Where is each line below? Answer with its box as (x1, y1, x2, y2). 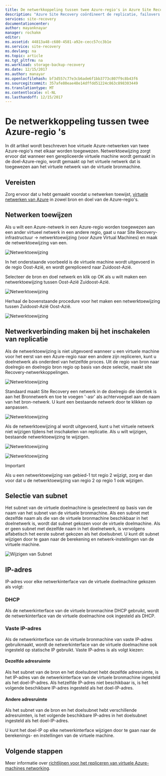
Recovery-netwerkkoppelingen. (5, 369, 70, 375)
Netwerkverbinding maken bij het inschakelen (5, 327, 150, 336)
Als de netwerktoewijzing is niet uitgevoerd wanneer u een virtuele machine (5, 348, 160, 354)
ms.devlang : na (5, 48, 37, 53)
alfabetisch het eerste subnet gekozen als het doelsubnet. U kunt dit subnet (5, 531, 160, 537)
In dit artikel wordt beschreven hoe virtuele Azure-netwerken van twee (5, 143, 149, 149)
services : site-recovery (5, 16, 56, 21)
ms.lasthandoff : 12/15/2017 (5, 94, 63, 99)
